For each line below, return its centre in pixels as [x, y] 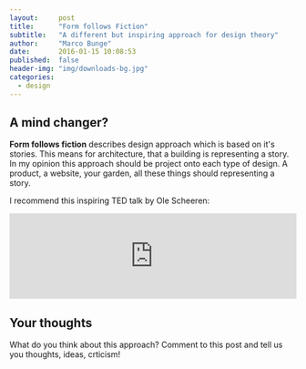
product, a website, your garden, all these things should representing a [142, 173]
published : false [44, 60]
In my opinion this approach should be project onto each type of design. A [149, 164]
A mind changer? [59, 123]
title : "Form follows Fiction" [79, 26]
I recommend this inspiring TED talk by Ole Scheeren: [110, 200]
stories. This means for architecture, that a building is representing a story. [149, 154]
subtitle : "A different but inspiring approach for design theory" [144, 35]
